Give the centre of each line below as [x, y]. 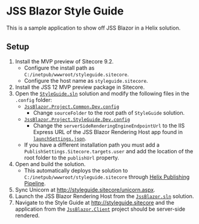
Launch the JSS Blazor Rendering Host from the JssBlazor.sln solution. [104, 196]
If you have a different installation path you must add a [92, 145]
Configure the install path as [59, 68]
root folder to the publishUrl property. [72, 158]
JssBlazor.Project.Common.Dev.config [72, 107]
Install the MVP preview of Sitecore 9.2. [64, 61]
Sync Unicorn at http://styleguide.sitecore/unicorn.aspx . [85, 190]
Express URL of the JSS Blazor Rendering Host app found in [108, 132]
